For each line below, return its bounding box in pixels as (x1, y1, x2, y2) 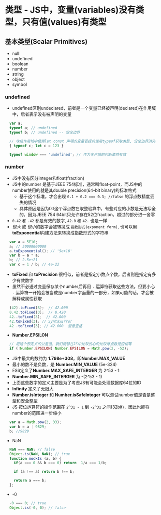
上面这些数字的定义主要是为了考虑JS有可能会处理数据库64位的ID (12, 380, 142, 386)
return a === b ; (14, 478, 47, 483)
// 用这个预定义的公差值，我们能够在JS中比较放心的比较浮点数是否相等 (9, 342, 132, 347)
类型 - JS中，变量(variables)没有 (5, 4, 136, 16)
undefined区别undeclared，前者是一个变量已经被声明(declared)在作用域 (12, 105, 156, 111)
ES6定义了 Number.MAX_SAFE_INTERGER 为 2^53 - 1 (12, 367, 120, 374)
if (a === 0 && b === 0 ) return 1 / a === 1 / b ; (14, 461, 107, 465)
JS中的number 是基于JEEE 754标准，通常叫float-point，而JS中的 (12, 181, 143, 187)
